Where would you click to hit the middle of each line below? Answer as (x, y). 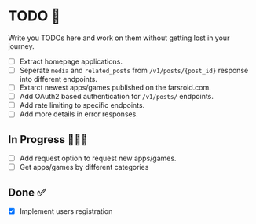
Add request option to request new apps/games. (98, 158)
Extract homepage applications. (71, 61)
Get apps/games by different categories (84, 167)
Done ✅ (27, 192)
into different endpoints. (59, 79)
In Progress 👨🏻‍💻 (48, 140)
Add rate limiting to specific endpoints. (82, 105)
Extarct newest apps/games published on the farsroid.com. (115, 88)
